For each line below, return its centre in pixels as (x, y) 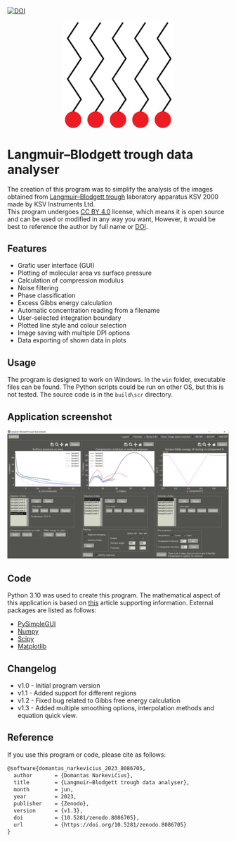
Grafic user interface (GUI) (56, 266)
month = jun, (44, 789)
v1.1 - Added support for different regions (77, 693)
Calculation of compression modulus (71, 280)
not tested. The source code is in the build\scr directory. (90, 395)
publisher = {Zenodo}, (52, 803)
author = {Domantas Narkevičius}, (73, 775)
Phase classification (46, 295)
